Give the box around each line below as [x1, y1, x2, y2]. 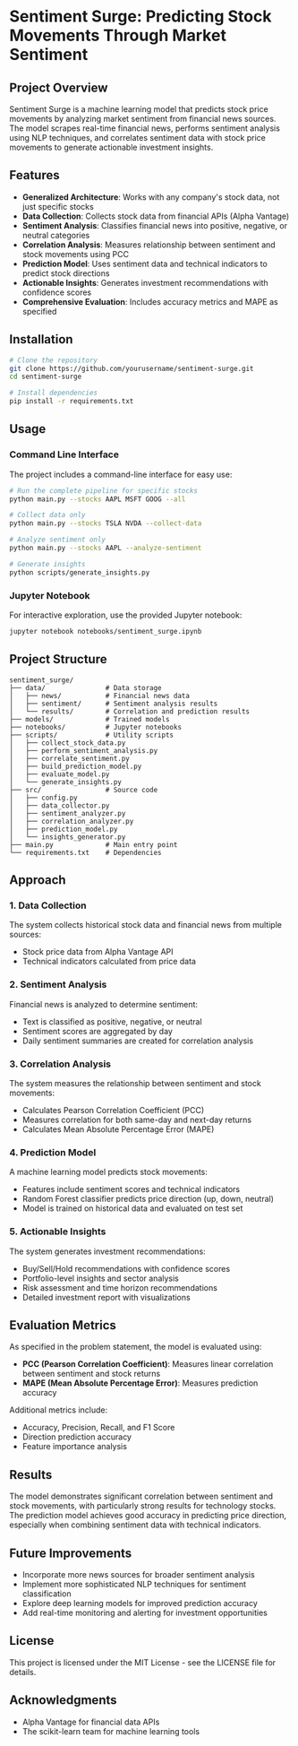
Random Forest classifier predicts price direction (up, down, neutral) [21, 1194, 275, 1205]
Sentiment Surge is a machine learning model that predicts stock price [9, 104, 268, 114]
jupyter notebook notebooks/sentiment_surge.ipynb [9, 627, 202, 635]
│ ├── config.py [9, 793, 78, 802]
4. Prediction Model [9, 1145, 97, 1158]
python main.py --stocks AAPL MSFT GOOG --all [9, 495, 186, 504]
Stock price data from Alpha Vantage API [21, 946, 174, 957]
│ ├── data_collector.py [9, 800, 110, 810]
